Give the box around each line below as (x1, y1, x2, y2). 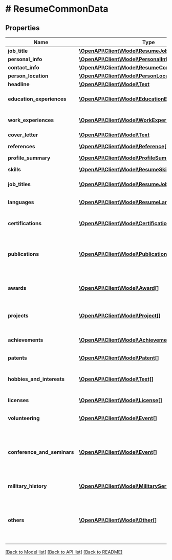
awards (8, 285, 27, 291)
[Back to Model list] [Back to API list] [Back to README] (5, 549, 123, 555)
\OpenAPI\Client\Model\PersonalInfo (79, 56, 170, 63)
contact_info (8, 64, 39, 71)
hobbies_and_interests (8, 375, 65, 383)
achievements (8, 336, 44, 344)
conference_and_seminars (8, 449, 74, 455)
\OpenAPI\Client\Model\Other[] (79, 516, 157, 524)
